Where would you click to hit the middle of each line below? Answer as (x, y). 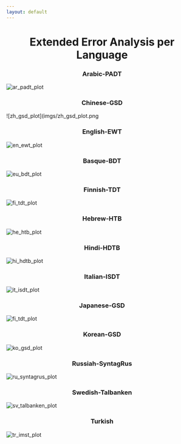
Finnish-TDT (102, 190)
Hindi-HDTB (102, 248)
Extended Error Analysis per (102, 42)
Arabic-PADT (102, 73)
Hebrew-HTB (102, 219)
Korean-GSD (102, 335)
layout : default (27, 12)
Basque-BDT (102, 160)
